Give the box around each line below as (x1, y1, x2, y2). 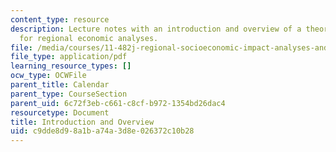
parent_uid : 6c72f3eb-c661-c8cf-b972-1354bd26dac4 (10, 98, 226, 108)
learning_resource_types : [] (10, 61, 132, 71)
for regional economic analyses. (19, 33, 159, 43)
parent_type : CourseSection (10, 89, 128, 99)
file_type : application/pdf (10, 52, 128, 62)
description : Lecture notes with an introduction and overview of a (10, 24, 302, 34)
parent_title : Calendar (10, 80, 110, 90)
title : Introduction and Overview (10, 117, 155, 127)
